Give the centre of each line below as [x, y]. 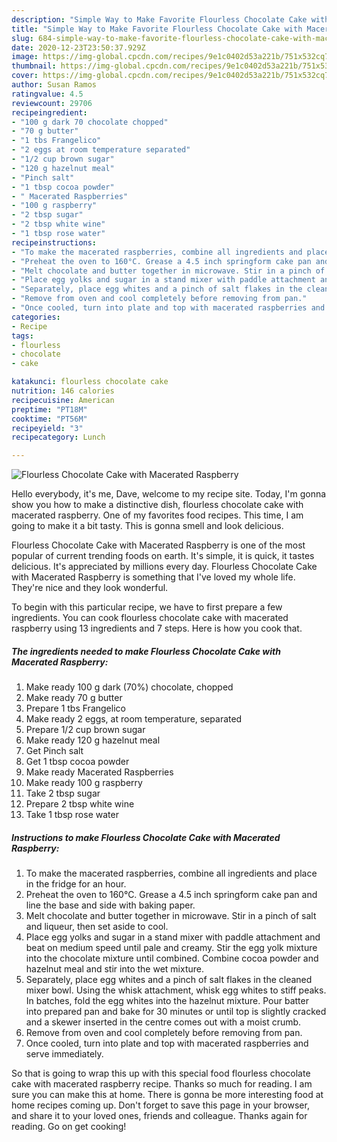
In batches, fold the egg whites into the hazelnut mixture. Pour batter [167, 1001]
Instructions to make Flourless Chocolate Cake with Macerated [146, 837]
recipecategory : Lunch [58, 437]
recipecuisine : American [63, 400]
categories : [36, 317]
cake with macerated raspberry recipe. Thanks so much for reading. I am [162, 1084]
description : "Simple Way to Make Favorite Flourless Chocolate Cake [159, 19]
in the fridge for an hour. [76, 884]
